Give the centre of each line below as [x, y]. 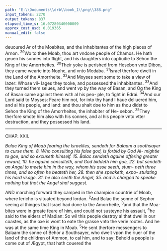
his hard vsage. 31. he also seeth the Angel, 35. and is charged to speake [80, 177]
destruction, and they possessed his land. [48, 122]
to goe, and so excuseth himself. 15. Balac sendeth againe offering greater [82, 156]
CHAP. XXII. [17, 136]
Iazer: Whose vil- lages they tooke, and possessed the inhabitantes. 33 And [82, 83]
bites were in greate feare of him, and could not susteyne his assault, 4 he [80, 210]
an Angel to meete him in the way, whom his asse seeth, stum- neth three [81, 167]
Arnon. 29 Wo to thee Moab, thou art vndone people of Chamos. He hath [79, 53]
